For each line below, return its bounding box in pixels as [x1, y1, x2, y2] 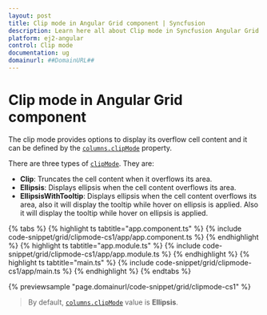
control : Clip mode [8, 42, 74, 50]
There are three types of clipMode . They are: [8, 158, 154, 168]
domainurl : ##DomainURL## [8, 57, 94, 65]
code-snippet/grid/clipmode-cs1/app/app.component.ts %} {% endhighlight [8, 232, 259, 241]
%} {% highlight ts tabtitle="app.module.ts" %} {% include [8, 240, 201, 250]
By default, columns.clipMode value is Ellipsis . [27, 297, 178, 307]
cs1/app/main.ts [8, 266, 61, 276]
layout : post [8, 11, 52, 20]
